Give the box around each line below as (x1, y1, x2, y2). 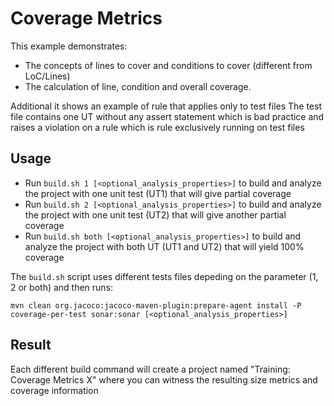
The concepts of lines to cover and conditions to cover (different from (24, 59, 313, 71)
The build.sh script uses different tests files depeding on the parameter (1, (10, 270, 319, 282)
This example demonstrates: (10, 40, 128, 52)
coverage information (10, 384, 99, 396)
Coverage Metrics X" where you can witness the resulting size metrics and (10, 373, 318, 386)
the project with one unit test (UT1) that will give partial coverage (24, 187, 292, 199)
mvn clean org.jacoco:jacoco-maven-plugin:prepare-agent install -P (10, 300, 302, 311)
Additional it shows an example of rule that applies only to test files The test (10, 100, 322, 112)
